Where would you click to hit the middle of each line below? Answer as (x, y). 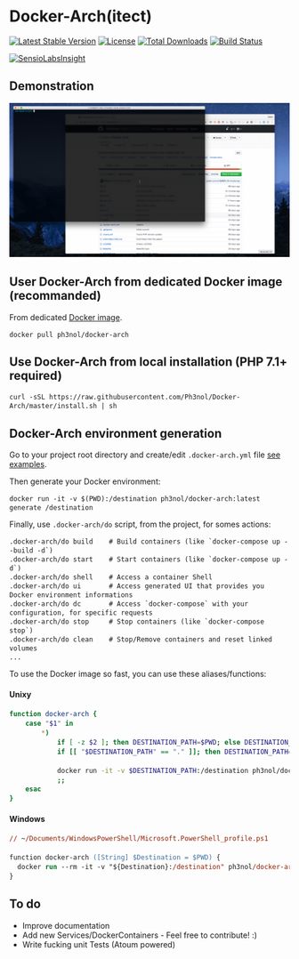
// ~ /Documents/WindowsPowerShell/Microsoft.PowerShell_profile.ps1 (139, 839)
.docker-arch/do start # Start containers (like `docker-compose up (145, 560)
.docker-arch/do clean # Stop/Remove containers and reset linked (141, 640)
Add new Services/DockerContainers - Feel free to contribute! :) (140, 935)
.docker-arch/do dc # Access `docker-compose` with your (129, 604)
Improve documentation (66, 925)
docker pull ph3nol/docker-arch (69, 334)
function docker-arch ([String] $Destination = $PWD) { (115, 858)
